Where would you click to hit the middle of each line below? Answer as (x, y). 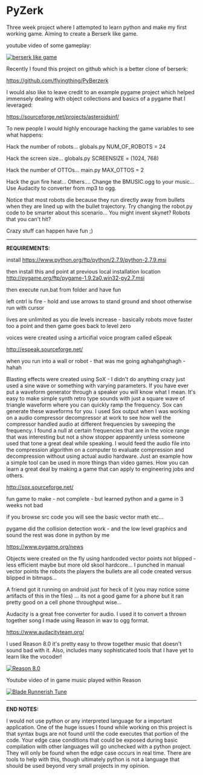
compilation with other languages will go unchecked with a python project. (99, 746)
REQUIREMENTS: (28, 248)
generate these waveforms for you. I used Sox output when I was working (98, 411)
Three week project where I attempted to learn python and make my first (97, 27)
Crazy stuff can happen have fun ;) (50, 231)
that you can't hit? (29, 219)
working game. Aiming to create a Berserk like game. (72, 33)
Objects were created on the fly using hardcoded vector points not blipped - (101, 558)
